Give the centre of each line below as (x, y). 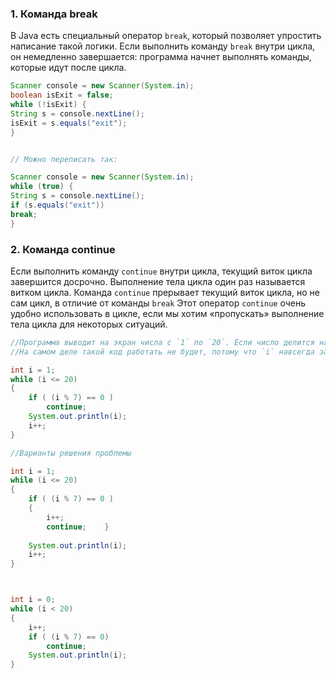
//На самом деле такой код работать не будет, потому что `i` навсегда (162, 352)
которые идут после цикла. (68, 68)
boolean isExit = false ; (62, 95)
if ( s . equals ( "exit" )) (57, 205)
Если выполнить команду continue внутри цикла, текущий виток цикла (161, 271)
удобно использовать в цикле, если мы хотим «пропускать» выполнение (167, 313)
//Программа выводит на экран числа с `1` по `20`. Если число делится (162, 342)
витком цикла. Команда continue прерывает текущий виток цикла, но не (165, 292)
